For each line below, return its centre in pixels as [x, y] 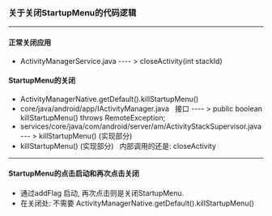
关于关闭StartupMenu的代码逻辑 [72, 12]
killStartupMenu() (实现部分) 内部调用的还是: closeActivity [118, 146]
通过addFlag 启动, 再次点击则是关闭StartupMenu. [102, 193]
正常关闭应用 [30, 42]
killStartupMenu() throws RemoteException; [93, 117]
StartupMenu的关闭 [42, 80]
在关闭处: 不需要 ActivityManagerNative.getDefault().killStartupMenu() [137, 203]
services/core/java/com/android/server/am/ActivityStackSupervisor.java [140, 126]
